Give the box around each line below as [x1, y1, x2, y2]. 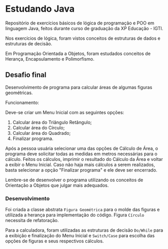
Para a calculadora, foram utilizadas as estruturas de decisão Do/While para [5, 227, 163, 233]
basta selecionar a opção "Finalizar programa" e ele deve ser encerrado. [5, 167, 157, 173]
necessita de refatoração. [5, 217, 59, 224]
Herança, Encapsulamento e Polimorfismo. [5, 56, 95, 62]
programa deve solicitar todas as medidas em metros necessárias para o [5, 151, 157, 157]
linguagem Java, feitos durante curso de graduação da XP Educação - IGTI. [5, 25, 163, 31]
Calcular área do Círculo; [12, 124, 65, 130]
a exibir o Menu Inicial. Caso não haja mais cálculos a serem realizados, [5, 161, 155, 168]
